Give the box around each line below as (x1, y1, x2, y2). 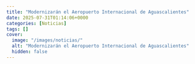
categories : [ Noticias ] (6, 20, 67, 26)
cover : (6, 32, 23, 38)
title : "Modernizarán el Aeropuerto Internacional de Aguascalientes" (6, 9, 190, 15)
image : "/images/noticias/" (12, 37, 83, 43)
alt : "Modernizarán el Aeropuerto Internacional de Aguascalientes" (12, 43, 190, 49)
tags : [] (6, 26, 29, 32)
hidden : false (12, 49, 48, 55)
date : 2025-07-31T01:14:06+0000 (6, 15, 88, 21)
